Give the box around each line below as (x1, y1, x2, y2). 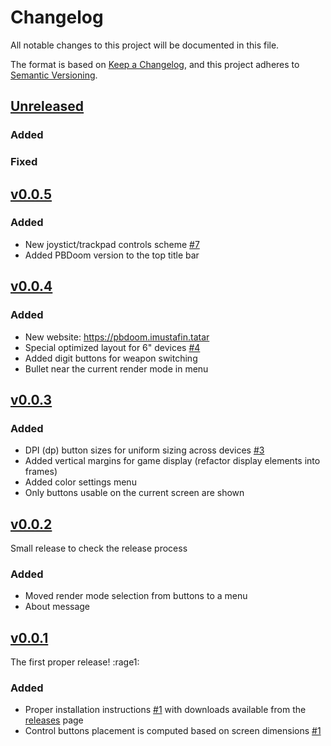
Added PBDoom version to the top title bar (24, 249, 200, 261)
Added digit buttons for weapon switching (24, 352, 198, 364)
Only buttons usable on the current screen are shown (24, 487, 245, 499)
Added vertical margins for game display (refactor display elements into (24, 455, 321, 467)
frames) (24, 466, 58, 478)
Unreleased (10, 98, 85, 115)
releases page (24, 714, 84, 726)
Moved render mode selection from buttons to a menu (24, 590, 248, 602)
